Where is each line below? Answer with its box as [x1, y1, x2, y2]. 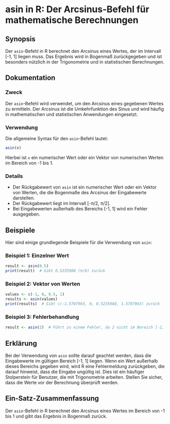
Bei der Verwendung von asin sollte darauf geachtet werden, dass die [5, 352, 152, 358]
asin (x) [5, 145, 22, 150]
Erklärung [5, 339, 37, 348]
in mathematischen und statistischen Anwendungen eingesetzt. [5, 111, 138, 117]
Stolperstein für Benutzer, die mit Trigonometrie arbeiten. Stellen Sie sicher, [5, 374, 163, 380]
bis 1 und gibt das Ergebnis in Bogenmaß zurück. [5, 413, 108, 419]
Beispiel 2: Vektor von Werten [5, 280, 80, 287]
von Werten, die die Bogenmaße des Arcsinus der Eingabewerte [12, 190, 147, 196]
